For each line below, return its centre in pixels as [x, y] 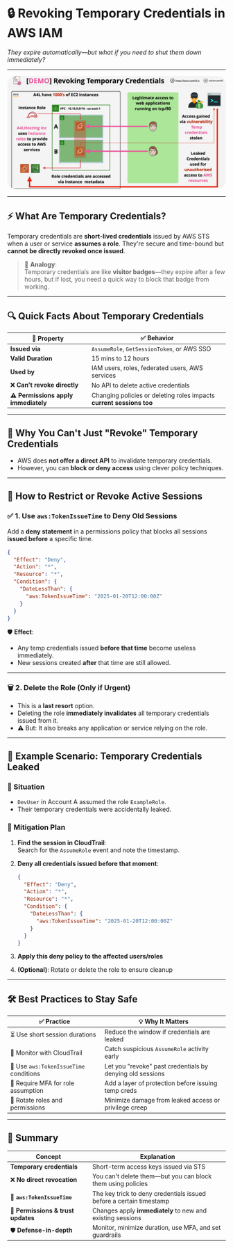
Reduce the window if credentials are [157, 1032]
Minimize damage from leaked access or [162, 1101]
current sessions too [122, 402]
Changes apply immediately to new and [149, 1210]
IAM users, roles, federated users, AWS [147, 368]
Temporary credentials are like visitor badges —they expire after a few [124, 272]
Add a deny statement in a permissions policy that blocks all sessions [107, 531]
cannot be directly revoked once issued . [66, 251]
